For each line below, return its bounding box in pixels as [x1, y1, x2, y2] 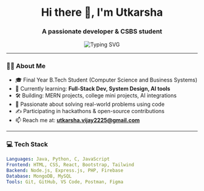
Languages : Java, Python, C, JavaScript [6, 156, 110, 162]
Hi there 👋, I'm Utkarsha [41, 5, 163, 19]
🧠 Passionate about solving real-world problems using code [15, 100, 165, 108]
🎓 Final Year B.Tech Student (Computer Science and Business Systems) [15, 76, 198, 83]
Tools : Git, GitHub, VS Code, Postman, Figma [6, 179, 123, 185]
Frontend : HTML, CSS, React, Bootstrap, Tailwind [6, 161, 135, 168]
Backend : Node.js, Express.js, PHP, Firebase [6, 167, 123, 173]
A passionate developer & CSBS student [41, 27, 163, 36]
